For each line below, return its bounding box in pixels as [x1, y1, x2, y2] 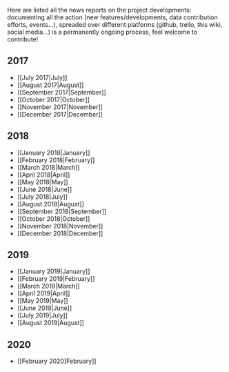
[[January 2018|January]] [17, 148, 90, 157]
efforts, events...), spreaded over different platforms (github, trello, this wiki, [7, 21, 223, 28]
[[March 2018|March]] [17, 163, 81, 171]
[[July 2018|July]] [17, 193, 68, 201]
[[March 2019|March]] [17, 282, 81, 291]
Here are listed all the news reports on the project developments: [7, 6, 192, 14]
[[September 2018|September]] [17, 207, 107, 215]
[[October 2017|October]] [17, 95, 90, 104]
